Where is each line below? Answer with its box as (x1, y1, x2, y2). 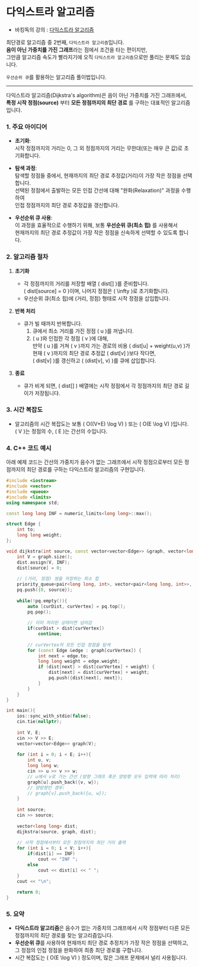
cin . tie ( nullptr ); (17, 719, 62, 725)
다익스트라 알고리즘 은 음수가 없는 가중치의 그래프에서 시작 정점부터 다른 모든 (14, 924, 191, 931)
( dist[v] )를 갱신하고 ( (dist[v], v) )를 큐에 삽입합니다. (32, 356, 156, 364)
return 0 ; (17, 889, 41, 895)
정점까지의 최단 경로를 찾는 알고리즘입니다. (14, 932, 114, 939)
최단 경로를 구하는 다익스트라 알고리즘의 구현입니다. (26, 466, 146, 473)
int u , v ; (27, 757, 52, 763)
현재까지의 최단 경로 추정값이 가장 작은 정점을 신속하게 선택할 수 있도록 (14, 229, 178, 236)
